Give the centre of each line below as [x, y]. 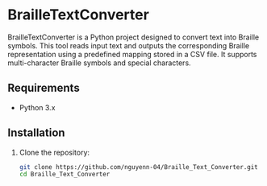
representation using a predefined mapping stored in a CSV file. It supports [132, 54]
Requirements [44, 88]
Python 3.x [37, 107]
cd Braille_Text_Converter [65, 175]
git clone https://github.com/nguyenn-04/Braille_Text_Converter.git [139, 167]
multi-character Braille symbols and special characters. [99, 63]
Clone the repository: [54, 152]
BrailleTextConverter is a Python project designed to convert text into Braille [133, 37]
